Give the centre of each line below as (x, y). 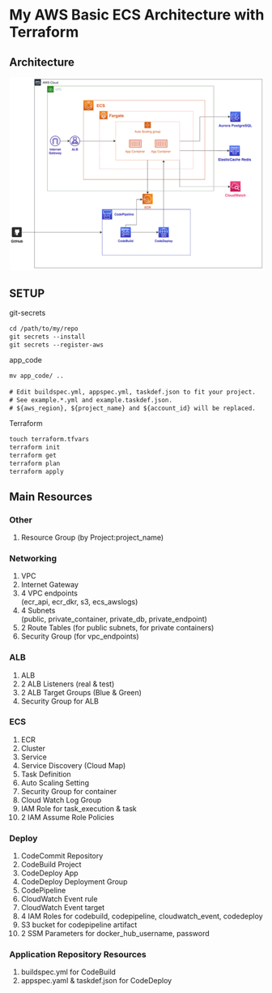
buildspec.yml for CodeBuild (68, 972)
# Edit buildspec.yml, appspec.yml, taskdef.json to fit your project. (132, 392)
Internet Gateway (50, 585)
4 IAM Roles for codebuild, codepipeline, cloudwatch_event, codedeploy (142, 916)
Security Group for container (68, 791)
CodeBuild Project (51, 865)
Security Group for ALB (60, 701)
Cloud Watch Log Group (61, 800)
